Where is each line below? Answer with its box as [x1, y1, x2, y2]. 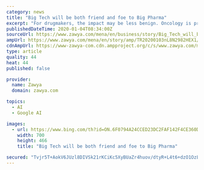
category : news [6, 8, 45, 15]
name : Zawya [12, 82, 42, 88]
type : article [6, 49, 42, 55]
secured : [6, 154, 29, 161]
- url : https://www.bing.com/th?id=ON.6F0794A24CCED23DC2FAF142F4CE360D [12, 126, 200, 132]
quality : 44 [6, 54, 36, 60]
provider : [6, 76, 32, 83]
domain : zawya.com [12, 87, 59, 94]
